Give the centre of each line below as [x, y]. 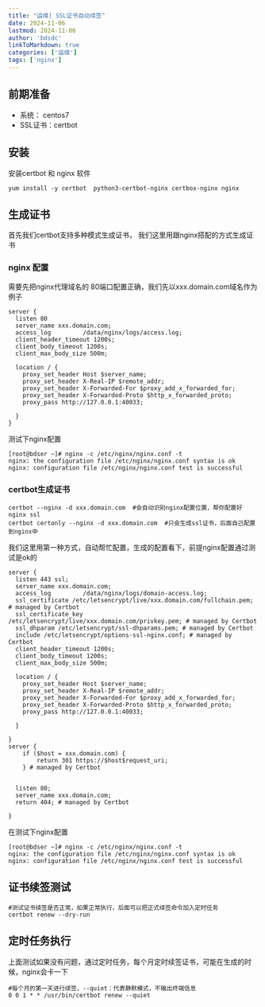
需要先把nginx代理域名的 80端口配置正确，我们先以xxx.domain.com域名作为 [133, 287]
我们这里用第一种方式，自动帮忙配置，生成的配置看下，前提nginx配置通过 [129, 547]
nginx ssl [25, 514]
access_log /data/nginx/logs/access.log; [99, 332]
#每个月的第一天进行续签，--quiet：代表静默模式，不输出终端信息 [102, 988]
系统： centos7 [44, 115]
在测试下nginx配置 [38, 832]
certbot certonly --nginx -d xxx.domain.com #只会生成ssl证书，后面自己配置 [132, 523]
